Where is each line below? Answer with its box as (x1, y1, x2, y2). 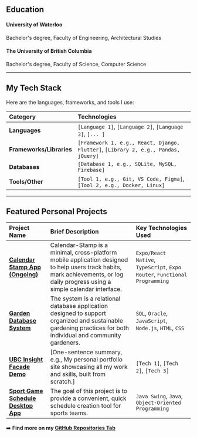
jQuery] (77, 153, 99, 159)
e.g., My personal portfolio (50, 355, 123, 364)
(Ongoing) (9, 270, 39, 279)
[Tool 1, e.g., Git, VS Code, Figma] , (77, 174, 185, 182)
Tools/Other (9, 177, 43, 185)
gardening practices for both (50, 324, 129, 332)
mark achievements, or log (50, 270, 124, 279)
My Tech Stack (6, 83, 62, 93)
